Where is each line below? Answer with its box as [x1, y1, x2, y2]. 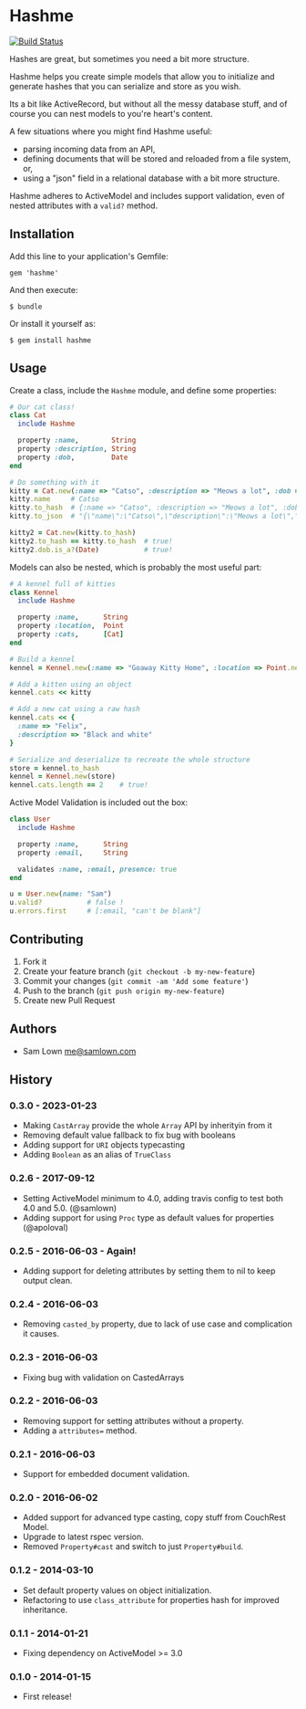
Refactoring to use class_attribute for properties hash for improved [22, 1594, 280, 1605]
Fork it [22, 956, 47, 967]
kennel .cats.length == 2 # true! [9, 781, 148, 790]
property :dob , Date [17, 453, 128, 462]
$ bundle [9, 302, 43, 311]
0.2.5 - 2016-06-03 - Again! [9, 1244, 137, 1257]
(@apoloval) [22, 1221, 68, 1232]
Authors [9, 1022, 57, 1037]
